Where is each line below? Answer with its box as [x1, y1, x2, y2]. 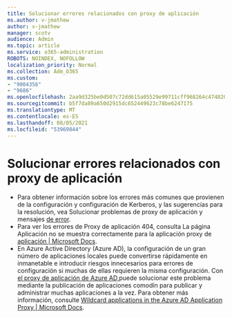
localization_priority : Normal [7, 62, 97, 68]
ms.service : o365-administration [7, 49, 104, 56]
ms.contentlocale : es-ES [7, 113, 79, 120]
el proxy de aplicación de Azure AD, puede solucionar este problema [17, 274, 211, 282]
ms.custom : [7, 74, 39, 82]
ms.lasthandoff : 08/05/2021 [7, 119, 88, 127]
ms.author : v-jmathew [7, 17, 70, 24]
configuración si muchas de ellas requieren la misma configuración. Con [17, 267, 224, 275]
